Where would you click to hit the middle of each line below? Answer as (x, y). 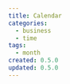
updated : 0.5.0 (33, 68)
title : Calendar (35, 16)
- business (33, 30)
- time (26, 38)
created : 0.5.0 (33, 61)
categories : (28, 23)
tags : (17, 46)
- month (28, 53)
